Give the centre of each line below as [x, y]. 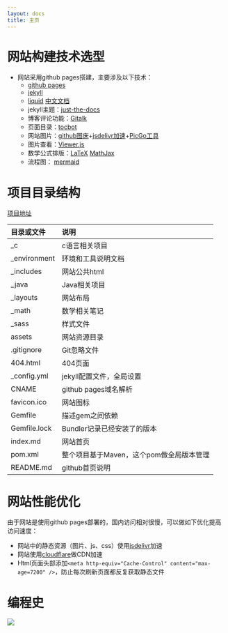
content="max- [190, 564]
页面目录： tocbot [52, 127]
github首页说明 [86, 468]
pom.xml [25, 455]
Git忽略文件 [80, 351]
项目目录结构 [44, 193]
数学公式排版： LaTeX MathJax [71, 153]
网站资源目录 [83, 337]
